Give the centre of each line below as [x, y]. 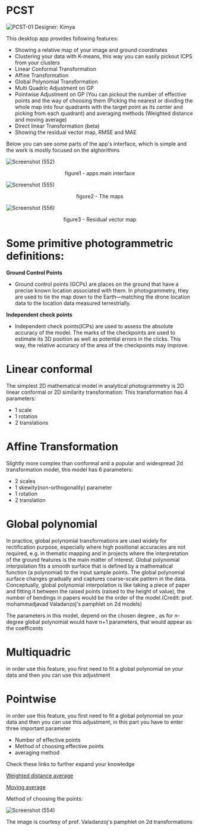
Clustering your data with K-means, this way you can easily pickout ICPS [104, 56]
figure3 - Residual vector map [100, 219]
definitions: [35, 256]
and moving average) [41, 119]
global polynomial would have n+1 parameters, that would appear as [108, 622]
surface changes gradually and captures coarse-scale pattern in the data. [97, 578]
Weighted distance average [40, 776]
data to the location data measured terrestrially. [73, 303]
